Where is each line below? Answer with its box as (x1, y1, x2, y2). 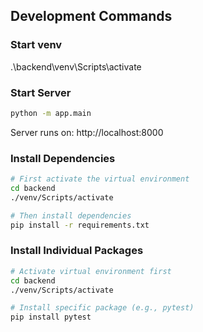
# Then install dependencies (10, 210, 132, 221)
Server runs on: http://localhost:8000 (10, 126, 164, 138)
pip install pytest (10, 312, 92, 323)
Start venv (10, 38, 63, 52)
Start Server (10, 85, 72, 99)
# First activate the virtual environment (10, 174, 190, 184)
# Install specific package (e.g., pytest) (10, 303, 195, 313)
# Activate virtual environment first (10, 266, 172, 276)
